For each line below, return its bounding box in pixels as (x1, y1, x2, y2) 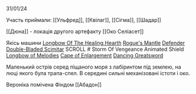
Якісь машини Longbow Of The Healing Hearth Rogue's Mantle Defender (6, 40, 185, 46)
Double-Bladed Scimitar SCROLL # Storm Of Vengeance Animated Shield (6, 46, 184, 53)
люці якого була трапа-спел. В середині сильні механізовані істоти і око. (6, 70, 190, 76)
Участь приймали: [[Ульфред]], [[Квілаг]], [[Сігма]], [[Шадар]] (6, 17, 161, 23)
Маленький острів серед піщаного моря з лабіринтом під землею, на (6, 63, 181, 70)
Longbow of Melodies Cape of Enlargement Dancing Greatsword (6, 52, 164, 59)
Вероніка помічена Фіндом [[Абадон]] (6, 81, 102, 88)
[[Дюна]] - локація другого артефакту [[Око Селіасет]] (6, 28, 144, 35)
